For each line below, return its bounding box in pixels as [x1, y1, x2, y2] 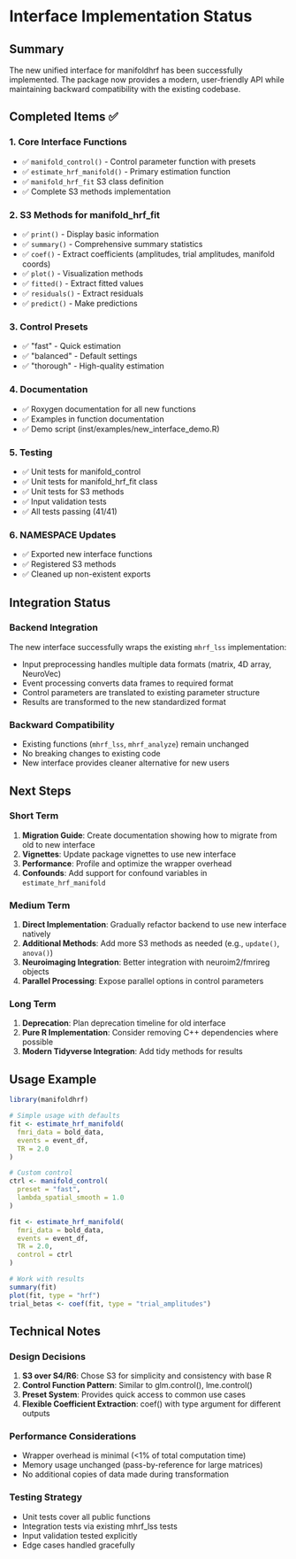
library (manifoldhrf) [9, 1096, 89, 1105]
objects [21, 966, 50, 977]
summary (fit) [9, 1283, 57, 1291]
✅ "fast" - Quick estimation [21, 341, 122, 352]
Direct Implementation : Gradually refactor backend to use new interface [21, 919, 287, 930]
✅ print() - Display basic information [21, 229, 159, 239]
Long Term [9, 998, 57, 1011]
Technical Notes [9, 1323, 102, 1338]
